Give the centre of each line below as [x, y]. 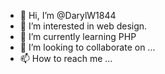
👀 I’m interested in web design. [83, 26]
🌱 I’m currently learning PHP [78, 36]
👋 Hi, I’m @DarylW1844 [68, 15]
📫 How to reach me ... [66, 58]
